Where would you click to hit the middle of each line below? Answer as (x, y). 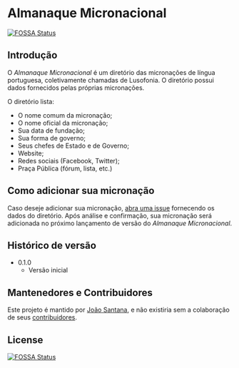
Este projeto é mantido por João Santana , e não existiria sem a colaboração (118, 310)
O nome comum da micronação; (65, 115)
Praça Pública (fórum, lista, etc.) (65, 168)
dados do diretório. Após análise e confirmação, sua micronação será (110, 215)
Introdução (32, 55)
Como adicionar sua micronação (81, 191)
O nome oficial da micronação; (63, 123)
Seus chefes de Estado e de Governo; (73, 145)
